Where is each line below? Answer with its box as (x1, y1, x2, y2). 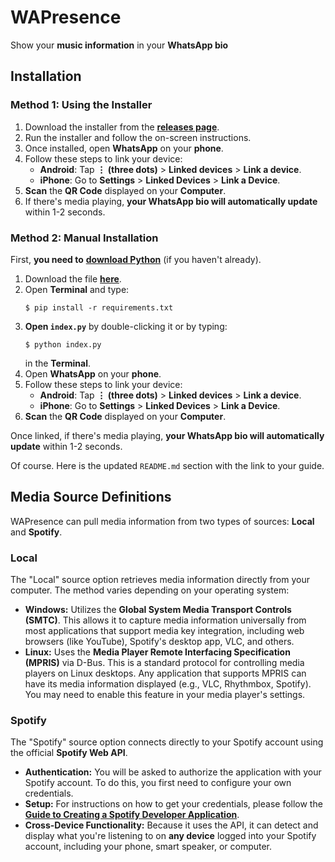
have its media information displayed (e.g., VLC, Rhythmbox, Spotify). (24, 678, 312, 690)
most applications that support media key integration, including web (24, 625, 305, 637)
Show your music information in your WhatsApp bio (10, 39, 229, 51)
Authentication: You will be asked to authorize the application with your (24, 766, 322, 778)
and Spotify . (10, 526, 63, 538)
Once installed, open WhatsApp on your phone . (24, 142, 224, 154)
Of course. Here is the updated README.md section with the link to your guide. (10, 459, 325, 471)
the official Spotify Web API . (10, 747, 128, 759)
